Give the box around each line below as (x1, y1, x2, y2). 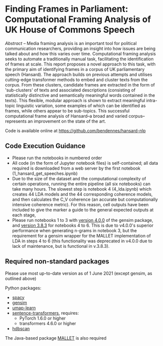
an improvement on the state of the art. (27, 118, 106, 124)
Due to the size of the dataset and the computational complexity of (12, 175, 146, 181)
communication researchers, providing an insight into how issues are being (5, 45, 156, 51)
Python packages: (5, 285, 41, 291)
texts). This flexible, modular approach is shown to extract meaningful (5, 97, 145, 103)
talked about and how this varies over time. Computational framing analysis (5, 50, 156, 57)
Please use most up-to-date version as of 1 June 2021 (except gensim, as (5, 270, 152, 276)
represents (5, 118, 27, 124)
